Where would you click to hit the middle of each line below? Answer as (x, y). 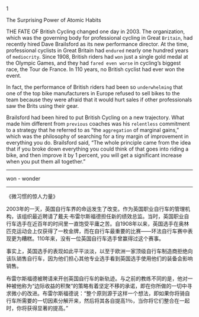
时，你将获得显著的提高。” (37, 308)
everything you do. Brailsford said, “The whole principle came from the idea (99, 143)
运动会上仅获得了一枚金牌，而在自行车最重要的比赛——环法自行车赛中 (102, 231)
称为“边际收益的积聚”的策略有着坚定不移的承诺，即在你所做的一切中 (105, 286)
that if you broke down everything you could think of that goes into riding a (97, 149)
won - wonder (23, 178)
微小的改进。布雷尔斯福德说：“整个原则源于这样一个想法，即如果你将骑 (98, 293)
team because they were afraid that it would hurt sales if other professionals (99, 100)
